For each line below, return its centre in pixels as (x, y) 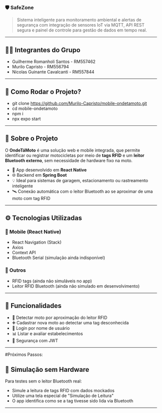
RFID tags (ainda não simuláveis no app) (52, 281)
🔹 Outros (15, 270)
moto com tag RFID (31, 198)
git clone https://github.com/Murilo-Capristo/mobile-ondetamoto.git (79, 103)
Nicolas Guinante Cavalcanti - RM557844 (53, 72)
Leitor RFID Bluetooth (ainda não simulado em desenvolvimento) (76, 286)
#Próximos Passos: (24, 354)
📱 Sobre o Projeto (32, 139)
